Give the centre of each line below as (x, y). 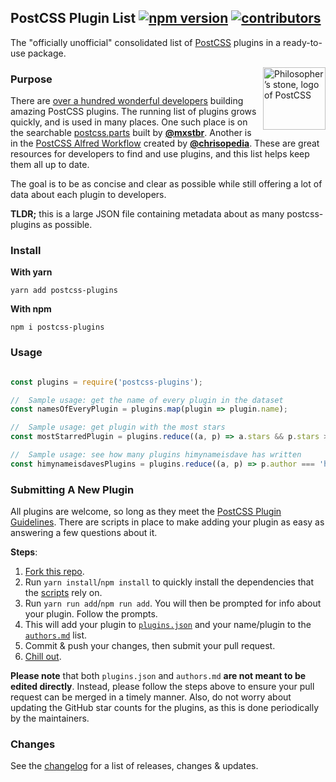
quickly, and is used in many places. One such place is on (129, 122)
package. (47, 53)
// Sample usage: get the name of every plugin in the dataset (147, 400)
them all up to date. (50, 165)
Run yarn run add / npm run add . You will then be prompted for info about (173, 603)
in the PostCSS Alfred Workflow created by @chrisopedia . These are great (165, 143)
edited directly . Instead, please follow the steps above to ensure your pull (162, 687)
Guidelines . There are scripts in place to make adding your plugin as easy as (167, 522)
